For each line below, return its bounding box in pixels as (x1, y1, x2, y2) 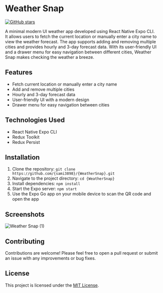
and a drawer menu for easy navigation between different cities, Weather (5, 49, 152, 55)
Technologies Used (5, 116, 65, 124)
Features (5, 69, 33, 77)
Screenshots (5, 210, 45, 219)
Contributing (5, 237, 45, 245)
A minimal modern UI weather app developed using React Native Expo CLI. (5, 28, 155, 34)
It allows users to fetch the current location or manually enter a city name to (5, 34, 157, 39)
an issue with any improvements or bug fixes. (5, 256, 96, 261)
